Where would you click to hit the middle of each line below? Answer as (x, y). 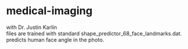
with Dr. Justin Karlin (32, 27)
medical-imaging (49, 11)
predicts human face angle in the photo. (55, 40)
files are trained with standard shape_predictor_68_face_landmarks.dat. (94, 33)
